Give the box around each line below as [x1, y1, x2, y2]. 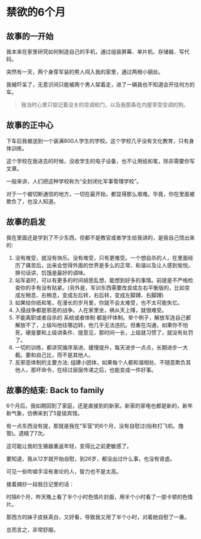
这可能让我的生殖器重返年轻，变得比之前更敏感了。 [6, 443, 132, 450]
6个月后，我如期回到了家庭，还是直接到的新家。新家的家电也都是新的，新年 [6, 402, 193, 409]
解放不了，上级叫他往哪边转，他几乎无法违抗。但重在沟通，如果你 [14, 321, 178, 329]
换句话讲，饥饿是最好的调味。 [14, 269, 89, 276]
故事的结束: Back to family [6, 385, 105, 396]
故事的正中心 [6, 120, 54, 130]
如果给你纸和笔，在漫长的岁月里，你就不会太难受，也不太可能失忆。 [14, 299, 183, 306]
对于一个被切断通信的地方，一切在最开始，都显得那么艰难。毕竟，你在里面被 [6, 190, 195, 197]
